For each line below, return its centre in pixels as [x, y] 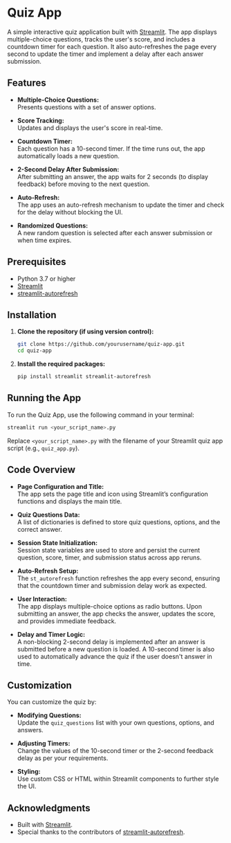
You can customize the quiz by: [52, 702]
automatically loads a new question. [68, 156]
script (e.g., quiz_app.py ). [43, 448]
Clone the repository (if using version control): [85, 332]
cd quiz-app [34, 351]
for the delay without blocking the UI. [70, 212]
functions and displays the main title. [70, 501]
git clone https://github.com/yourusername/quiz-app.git [101, 344]
